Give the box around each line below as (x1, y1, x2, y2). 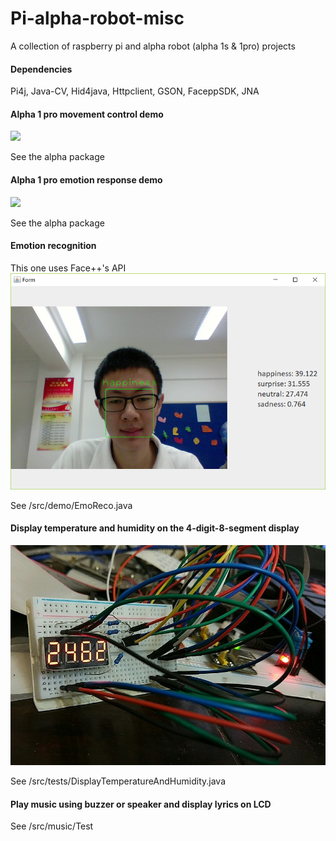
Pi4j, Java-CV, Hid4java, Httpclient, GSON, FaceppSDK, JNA (10, 85, 260, 97)
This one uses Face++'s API (10, 262, 127, 274)
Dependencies (10, 63, 73, 75)
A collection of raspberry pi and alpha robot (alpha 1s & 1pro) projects (10, 40, 296, 52)
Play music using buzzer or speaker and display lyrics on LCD (10, 798, 272, 810)
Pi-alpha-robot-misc (10, 7, 185, 30)
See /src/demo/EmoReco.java (10, 499, 133, 511)
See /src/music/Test (10, 820, 94, 832)
